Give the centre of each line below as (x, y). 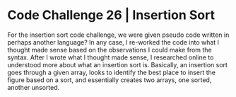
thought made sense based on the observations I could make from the (110, 50)
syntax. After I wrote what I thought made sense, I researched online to (111, 57)
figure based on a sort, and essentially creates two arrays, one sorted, (110, 80)
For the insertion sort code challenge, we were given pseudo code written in (118, 35)
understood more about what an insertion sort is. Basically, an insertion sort (118, 64)
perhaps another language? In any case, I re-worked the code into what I (113, 42)
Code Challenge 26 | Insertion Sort (111, 15)
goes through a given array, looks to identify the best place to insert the (111, 72)
